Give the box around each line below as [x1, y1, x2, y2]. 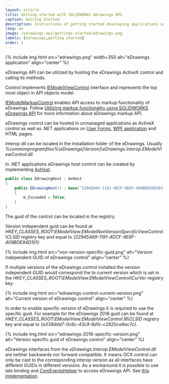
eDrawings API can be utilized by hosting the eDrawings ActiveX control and [5, 69, 163, 75]
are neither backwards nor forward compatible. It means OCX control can [5, 351, 157, 357]
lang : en [5, 26, 24, 31]
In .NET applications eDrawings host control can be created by [5, 161, 135, 167]
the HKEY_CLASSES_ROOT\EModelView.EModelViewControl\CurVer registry [5, 275, 163, 281]
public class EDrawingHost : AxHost [5, 176, 82, 181]
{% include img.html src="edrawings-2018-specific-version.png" [5, 331, 140, 337]
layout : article [5, 7, 39, 13]
